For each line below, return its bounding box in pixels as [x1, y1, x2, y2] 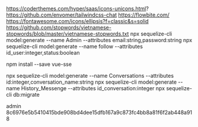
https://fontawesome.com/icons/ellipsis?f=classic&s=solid [6, 18, 149, 24]
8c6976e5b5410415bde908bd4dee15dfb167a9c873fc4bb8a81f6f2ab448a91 [6, 109, 193, 116]
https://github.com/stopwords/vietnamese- [6, 24, 111, 31]
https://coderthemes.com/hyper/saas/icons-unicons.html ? [6, 5, 149, 12]
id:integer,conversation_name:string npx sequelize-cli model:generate [6, 78, 177, 85]
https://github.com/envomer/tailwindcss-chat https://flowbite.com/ [6, 11, 170, 18]
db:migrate [12, 91, 40, 98]
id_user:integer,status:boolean [6, 49, 80, 56]
